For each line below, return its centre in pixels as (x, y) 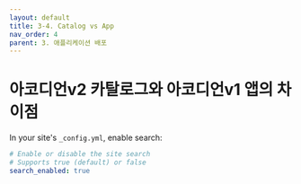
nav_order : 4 (34, 34)
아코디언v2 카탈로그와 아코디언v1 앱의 (142, 90)
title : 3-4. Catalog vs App (62, 26)
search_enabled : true (50, 171)
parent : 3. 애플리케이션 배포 (58, 43)
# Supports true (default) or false (78, 162)
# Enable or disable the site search (80, 154)
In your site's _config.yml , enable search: (86, 138)
